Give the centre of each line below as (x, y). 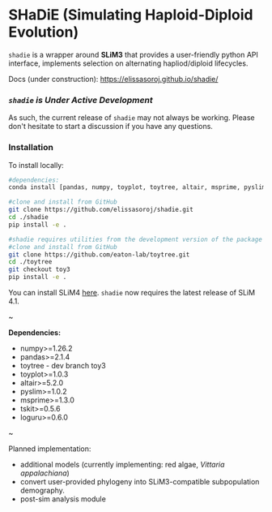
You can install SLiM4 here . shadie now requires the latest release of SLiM (132, 293)
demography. (42, 490)
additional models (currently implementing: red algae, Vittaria (122, 465)
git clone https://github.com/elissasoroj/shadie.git (101, 210)
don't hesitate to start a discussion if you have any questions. (110, 127)
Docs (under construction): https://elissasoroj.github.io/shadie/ (113, 79)
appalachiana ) (45, 473)
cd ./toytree (30, 262)
